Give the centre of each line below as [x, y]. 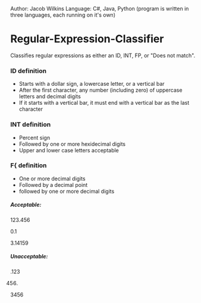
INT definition [31, 124]
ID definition [29, 71]
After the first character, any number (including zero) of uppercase [100, 90]
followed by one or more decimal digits [67, 191]
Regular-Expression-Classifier [87, 39]
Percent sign [34, 138]
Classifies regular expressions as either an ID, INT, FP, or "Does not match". [103, 55]
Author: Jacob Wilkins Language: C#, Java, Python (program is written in [100, 9]
